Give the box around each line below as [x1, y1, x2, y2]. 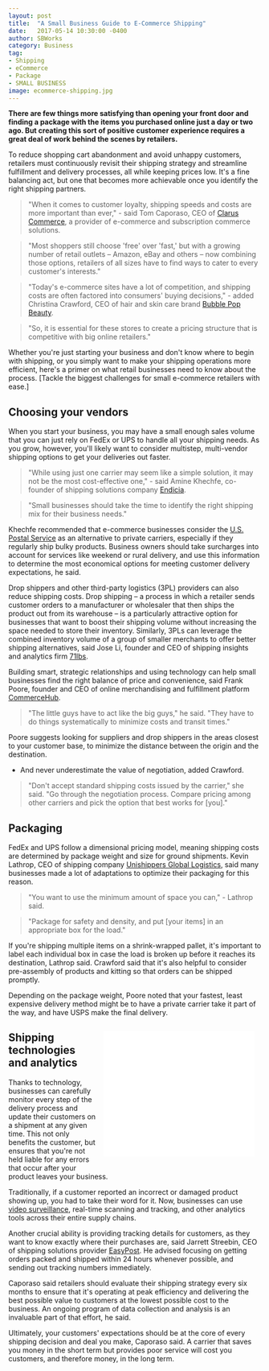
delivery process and [8, 1103, 79, 1113]
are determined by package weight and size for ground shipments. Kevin [8, 851, 249, 861]
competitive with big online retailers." [27, 332, 151, 342]
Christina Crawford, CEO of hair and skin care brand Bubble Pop [27, 299, 241, 309]
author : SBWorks [8, 34, 63, 43]
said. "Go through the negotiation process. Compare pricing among [27, 790, 251, 799]
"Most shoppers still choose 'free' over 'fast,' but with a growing [27, 241, 241, 250]
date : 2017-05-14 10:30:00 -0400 [8, 27, 128, 35]
